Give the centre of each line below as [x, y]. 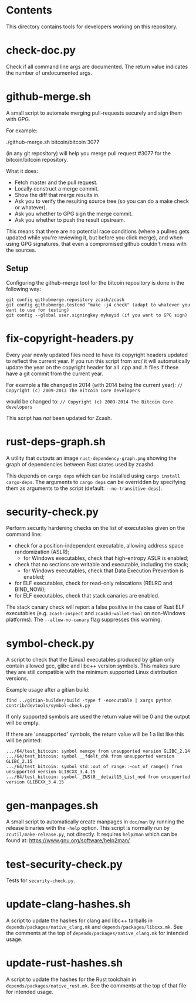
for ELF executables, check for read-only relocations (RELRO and [93, 583]
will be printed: [24, 740]
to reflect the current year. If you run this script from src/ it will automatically [98, 361]
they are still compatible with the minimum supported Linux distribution [92, 672]
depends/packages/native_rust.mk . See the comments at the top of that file [96, 986]
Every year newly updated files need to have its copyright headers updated [97, 355]
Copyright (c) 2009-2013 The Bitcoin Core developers [73, 391]
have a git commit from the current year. [55, 373]
